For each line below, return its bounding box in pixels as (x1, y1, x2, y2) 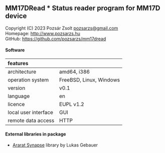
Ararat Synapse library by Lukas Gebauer (12, 142, 98, 148)
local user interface (8, 109, 54, 116)
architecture (8, 68, 37, 75)
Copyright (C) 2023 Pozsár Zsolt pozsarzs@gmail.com (5, 25, 118, 31)
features (8, 60, 29, 67)
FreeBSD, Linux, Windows (59, 76, 120, 83)
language (8, 92, 30, 99)
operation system (8, 76, 49, 83)
